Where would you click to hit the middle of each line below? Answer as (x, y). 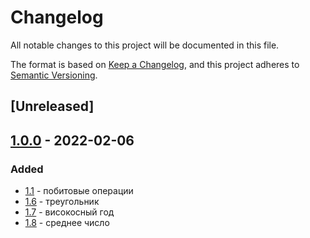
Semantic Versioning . (54, 75)
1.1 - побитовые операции (79, 191)
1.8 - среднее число (67, 223)
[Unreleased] (52, 106)
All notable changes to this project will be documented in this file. (145, 45)
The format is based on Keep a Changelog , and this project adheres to (155, 64)
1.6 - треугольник (62, 202)
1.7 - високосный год (69, 212)
